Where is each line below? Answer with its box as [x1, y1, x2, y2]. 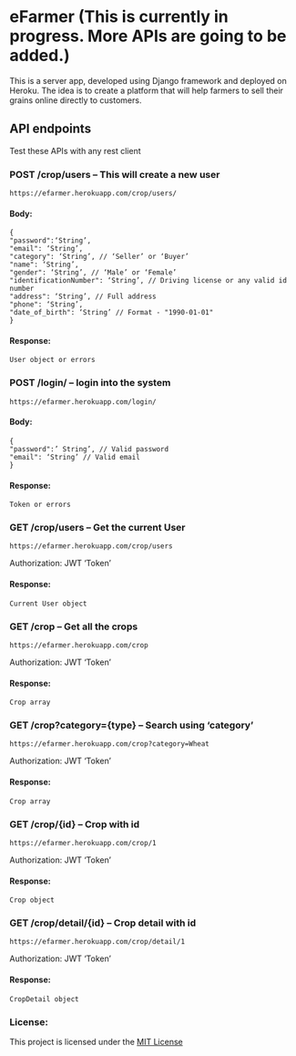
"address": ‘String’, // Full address [9, 292, 157, 302]
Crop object [9, 896, 55, 905]
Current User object [9, 599, 88, 608]
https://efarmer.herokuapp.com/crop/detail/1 [9, 937, 185, 947]
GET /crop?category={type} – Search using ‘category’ [9, 719, 254, 731]
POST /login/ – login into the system [9, 377, 171, 389]
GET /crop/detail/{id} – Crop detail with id [9, 916, 197, 929]
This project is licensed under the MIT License [9, 1036, 184, 1047]
